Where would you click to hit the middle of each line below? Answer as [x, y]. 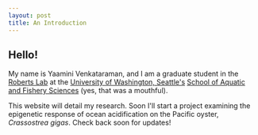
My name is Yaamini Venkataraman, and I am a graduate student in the [123, 74]
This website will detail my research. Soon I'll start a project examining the [129, 106]
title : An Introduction [48, 23]
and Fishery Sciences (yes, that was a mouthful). [88, 91]
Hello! [23, 55]
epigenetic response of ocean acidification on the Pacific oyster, [114, 114]
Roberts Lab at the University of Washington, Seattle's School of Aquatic [127, 82]
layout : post [30, 15]
